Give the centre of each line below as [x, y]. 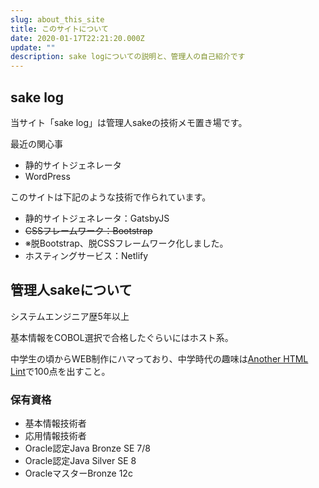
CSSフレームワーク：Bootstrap [88, 230]
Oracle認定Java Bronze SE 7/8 [87, 448]
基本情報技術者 [55, 423]
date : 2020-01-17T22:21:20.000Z [77, 38]
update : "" [33, 47]
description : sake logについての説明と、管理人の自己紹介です [128, 57]
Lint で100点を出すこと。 [60, 371]
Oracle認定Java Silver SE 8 [80, 461]
